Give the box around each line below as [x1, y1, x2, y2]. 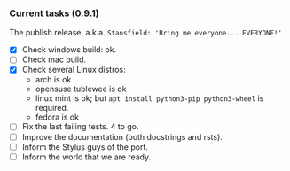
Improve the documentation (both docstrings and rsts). [21, 131, 223, 142]
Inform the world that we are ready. [21, 152, 152, 162]
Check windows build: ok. [21, 44, 117, 55]
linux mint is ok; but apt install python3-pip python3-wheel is [35, 93, 264, 104]
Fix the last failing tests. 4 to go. [21, 121, 139, 132]
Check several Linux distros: [21, 65, 126, 75]
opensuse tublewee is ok [35, 83, 127, 95]
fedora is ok [35, 112, 80, 122]
